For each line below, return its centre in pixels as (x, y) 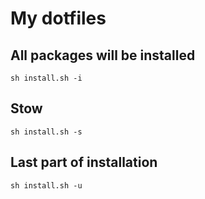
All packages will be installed (103, 55)
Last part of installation (84, 162)
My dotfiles (58, 18)
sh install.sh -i (46, 78)
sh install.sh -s (46, 132)
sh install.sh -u (46, 185)
